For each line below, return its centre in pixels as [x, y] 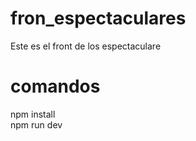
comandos [55, 86]
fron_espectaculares [98, 18]
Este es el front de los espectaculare [86, 46]
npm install [33, 114]
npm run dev [36, 124]
